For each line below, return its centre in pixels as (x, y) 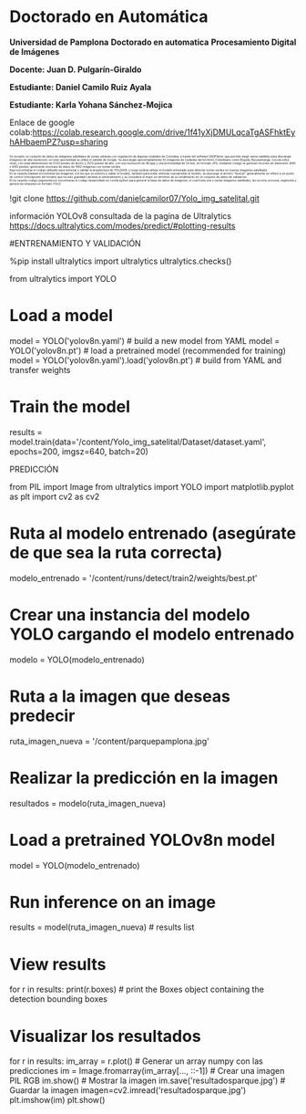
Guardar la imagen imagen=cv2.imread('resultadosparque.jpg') (128, 1090)
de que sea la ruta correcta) (116, 553)
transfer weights (40, 370)
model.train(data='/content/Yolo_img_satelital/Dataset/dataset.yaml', (138, 442)
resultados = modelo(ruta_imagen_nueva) (88, 803)
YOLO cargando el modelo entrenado (152, 634)
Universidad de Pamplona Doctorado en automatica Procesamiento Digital (153, 42)
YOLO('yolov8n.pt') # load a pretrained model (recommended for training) (148, 350)
